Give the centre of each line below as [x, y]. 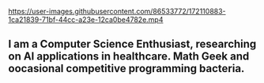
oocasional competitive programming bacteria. [126, 69]
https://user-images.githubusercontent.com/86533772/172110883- [117, 11]
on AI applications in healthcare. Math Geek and [129, 57]
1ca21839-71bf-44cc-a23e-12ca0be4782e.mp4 [86, 20]
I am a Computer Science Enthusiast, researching [132, 44]
